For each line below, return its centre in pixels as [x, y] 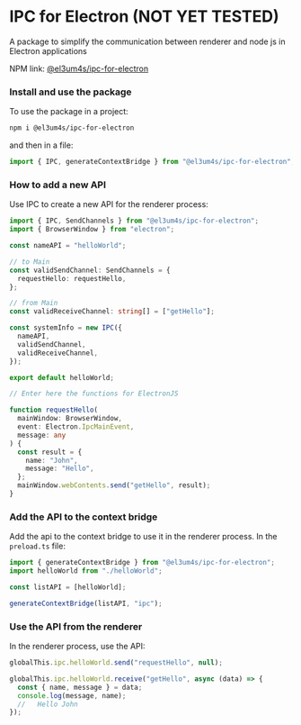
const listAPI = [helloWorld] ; [68, 587]
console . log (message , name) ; [72, 695]
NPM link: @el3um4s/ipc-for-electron [79, 68]
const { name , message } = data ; [80, 687]
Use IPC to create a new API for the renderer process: [109, 204]
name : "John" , [52, 460]
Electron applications [48, 50]
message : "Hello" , [60, 469]
